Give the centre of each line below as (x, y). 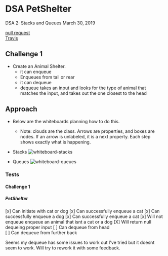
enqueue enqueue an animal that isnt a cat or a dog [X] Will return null (78, 222)
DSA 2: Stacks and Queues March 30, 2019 (50, 23)
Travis (12, 38)
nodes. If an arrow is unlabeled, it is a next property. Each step (85, 136)
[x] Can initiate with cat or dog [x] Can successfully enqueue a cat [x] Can (82, 211)
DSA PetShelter (38, 9)
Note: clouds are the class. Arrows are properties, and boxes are (88, 131)
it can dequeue (36, 82)
